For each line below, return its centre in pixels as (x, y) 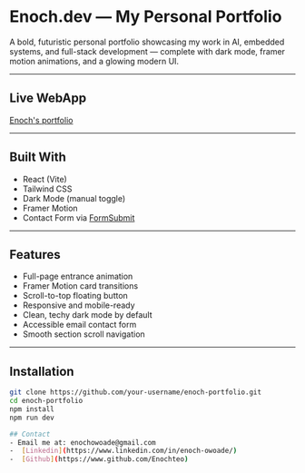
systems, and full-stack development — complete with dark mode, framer (148, 51)
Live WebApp (48, 99)
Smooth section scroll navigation (84, 334)
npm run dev (32, 418)
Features (35, 255)
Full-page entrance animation (78, 276)
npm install (32, 409)
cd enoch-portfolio (46, 401)
